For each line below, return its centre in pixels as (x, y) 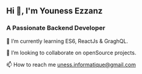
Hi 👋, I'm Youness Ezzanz (54, 11)
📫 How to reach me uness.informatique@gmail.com (71, 64)
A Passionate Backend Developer (56, 28)
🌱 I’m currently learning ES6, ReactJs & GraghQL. (67, 41)
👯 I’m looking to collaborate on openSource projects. (71, 53)
